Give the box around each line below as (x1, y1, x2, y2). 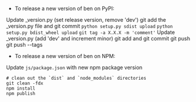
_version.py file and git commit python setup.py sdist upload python (6, 23, 173, 29)
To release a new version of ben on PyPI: (14, 5, 115, 12)
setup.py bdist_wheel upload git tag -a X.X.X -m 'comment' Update (6, 29, 175, 36)
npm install (6, 86, 35, 91)
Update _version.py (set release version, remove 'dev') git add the (6, 16, 166, 23)
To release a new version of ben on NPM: (14, 53, 116, 59)
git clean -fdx (6, 80, 44, 86)
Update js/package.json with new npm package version (6, 64, 143, 71)
